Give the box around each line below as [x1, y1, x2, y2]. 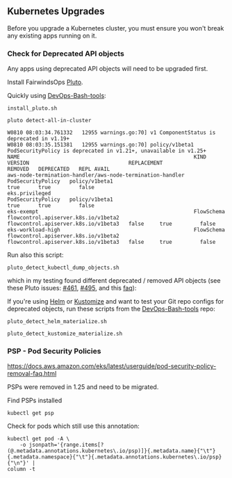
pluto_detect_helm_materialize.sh [7, 318, 108, 325]
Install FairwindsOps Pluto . [7, 78, 83, 86]
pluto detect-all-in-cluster [7, 117, 92, 124]
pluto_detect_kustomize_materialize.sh [7, 330, 123, 338]
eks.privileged [7, 190, 51, 197]
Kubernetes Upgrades [7, 6, 106, 17]
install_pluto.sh [7, 105, 58, 112]
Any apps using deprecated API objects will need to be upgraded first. [7, 65, 208, 73]
